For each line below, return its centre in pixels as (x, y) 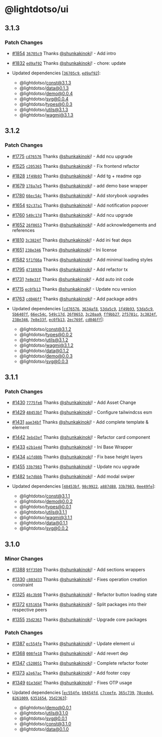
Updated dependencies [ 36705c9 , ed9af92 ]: (56, 73)
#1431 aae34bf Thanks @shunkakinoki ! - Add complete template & (80, 422)
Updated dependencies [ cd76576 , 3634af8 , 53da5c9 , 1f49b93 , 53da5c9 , (83, 308)
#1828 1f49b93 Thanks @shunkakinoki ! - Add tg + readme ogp (76, 176)
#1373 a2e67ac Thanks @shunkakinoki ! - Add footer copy (71, 673)
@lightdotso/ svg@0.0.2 (44, 528)
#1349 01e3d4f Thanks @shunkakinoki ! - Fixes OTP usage (72, 683)
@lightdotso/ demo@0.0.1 (45, 708)
